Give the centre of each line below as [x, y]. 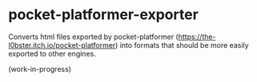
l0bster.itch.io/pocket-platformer [62, 45]
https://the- [197, 37]
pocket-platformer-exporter [103, 15]
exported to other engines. [52, 53]
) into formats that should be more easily [182, 45]
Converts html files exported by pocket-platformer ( [93, 37]
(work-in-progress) [40, 68]
